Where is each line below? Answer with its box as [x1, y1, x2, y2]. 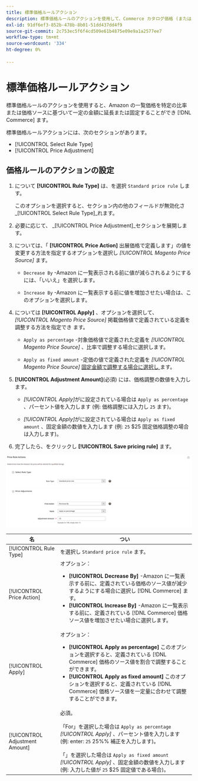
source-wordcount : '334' [6, 41, 67, 47]
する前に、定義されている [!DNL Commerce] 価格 [68, 609, 188, 616]
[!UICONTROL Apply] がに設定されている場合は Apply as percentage [23, 395, 189, 403]
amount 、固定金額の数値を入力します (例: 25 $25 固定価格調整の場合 [23, 423, 189, 430]
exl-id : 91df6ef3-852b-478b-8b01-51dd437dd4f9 [6, 22, 123, 28]
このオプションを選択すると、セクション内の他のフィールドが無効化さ [14, 202, 185, 209]
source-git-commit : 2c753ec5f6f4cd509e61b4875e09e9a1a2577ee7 [6, 28, 162, 34]
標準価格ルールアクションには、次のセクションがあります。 [6, 128, 150, 135]
